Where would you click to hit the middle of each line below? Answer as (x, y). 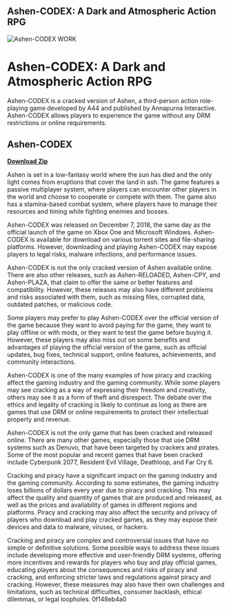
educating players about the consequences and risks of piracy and (102, 569)
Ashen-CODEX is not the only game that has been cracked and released (110, 432)
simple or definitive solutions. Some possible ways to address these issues (113, 547)
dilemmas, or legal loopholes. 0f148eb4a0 (67, 599)
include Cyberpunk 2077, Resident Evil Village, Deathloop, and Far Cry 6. (110, 462)
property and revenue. (39, 419)
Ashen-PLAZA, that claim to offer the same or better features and (100, 282)
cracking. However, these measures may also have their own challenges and (116, 584)
